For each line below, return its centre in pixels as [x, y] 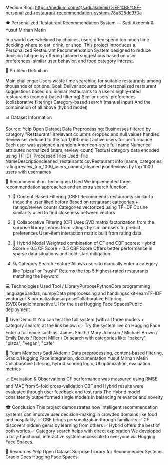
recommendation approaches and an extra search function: [67, 187]
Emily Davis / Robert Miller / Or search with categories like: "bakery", [76, 338]
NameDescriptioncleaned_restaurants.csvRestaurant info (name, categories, [84, 161]
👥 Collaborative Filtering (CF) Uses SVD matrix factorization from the [83, 222]
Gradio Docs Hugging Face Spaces [41, 457]
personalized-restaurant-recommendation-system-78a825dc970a [73, 13]
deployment [18, 309]
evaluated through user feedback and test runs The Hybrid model [73, 392]
